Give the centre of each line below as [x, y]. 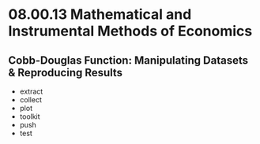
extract [31, 91]
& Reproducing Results [66, 72]
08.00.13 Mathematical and [100, 15]
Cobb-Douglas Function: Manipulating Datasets [128, 60]
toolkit [30, 116]
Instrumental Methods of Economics [130, 31]
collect [30, 100]
